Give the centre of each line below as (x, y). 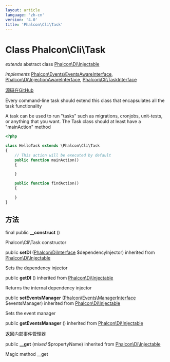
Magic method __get (27, 354)
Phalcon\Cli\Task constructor (36, 242)
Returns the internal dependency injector (49, 288)
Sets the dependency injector (36, 268)
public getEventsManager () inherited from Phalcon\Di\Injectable (74, 323)
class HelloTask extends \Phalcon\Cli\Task (53, 146)
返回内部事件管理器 (26, 334)
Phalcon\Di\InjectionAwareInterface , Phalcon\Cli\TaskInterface (71, 80)
